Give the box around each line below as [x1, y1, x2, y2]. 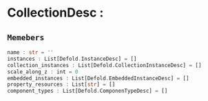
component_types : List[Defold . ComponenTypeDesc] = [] [7, 88, 168, 95]
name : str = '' [7, 49, 54, 56]
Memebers [7, 33, 45, 42]
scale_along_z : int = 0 [7, 68, 79, 75]
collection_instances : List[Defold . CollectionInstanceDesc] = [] [7, 62, 202, 68]
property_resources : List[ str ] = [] [7, 81, 116, 88]
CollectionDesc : [7, 5, 104, 21]
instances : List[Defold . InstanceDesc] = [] [7, 55, 137, 62]
